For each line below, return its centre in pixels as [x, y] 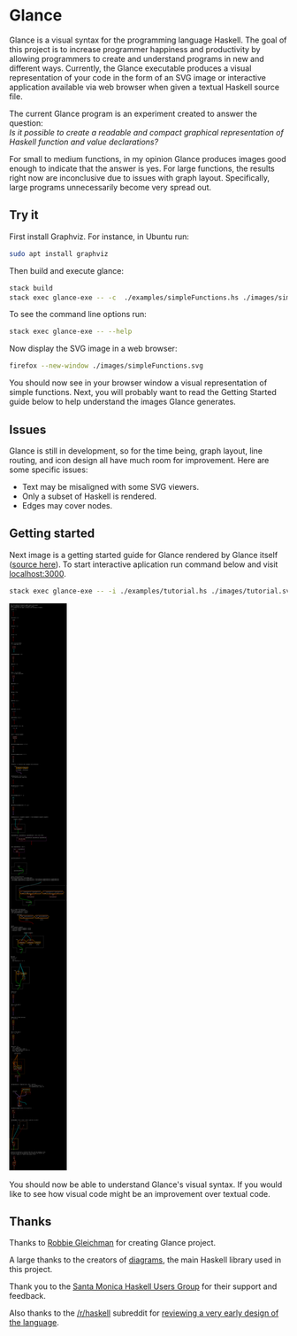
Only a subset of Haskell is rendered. [89, 496]
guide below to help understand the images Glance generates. [122, 402]
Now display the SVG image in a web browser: [93, 349]
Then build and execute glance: [66, 270]
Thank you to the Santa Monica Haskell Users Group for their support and [143, 1286]
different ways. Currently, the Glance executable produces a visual [130, 68]
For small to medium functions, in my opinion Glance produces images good [148, 159]
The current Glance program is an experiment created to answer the [133, 113]
